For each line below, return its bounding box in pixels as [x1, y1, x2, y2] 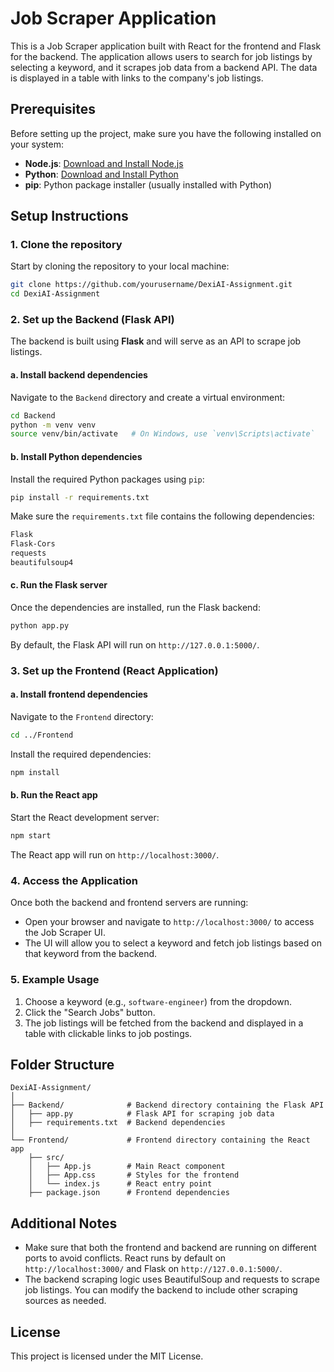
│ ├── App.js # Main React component [28, 1162, 226, 1172]
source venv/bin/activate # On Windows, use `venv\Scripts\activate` [10, 429, 315, 439]
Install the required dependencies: [10, 748, 152, 760]
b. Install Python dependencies [10, 450, 143, 462]
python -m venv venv [10, 420, 97, 430]
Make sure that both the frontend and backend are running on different [24, 1242, 317, 1254]
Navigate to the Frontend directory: [10, 711, 154, 723]
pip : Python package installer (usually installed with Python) [24, 178, 273, 191]
